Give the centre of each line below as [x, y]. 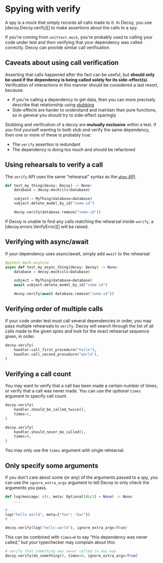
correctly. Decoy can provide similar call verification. [58, 47]
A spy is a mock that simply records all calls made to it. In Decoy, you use [79, 22]
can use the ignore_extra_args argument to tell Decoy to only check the [77, 482]
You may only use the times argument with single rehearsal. [65, 450]
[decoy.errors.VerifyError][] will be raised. [47, 226]
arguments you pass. [26, 487]
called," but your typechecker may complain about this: [60, 543]
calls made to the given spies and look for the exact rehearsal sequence [77, 331]
